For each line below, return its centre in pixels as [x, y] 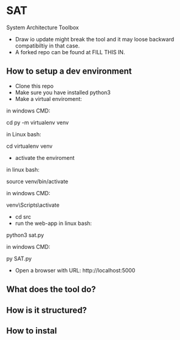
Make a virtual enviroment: [48, 99]
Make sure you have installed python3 [63, 92]
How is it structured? [47, 310]
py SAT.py [19, 258]
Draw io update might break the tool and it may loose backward [95, 39]
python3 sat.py [25, 235]
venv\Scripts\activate [33, 205]
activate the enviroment [45, 158]
